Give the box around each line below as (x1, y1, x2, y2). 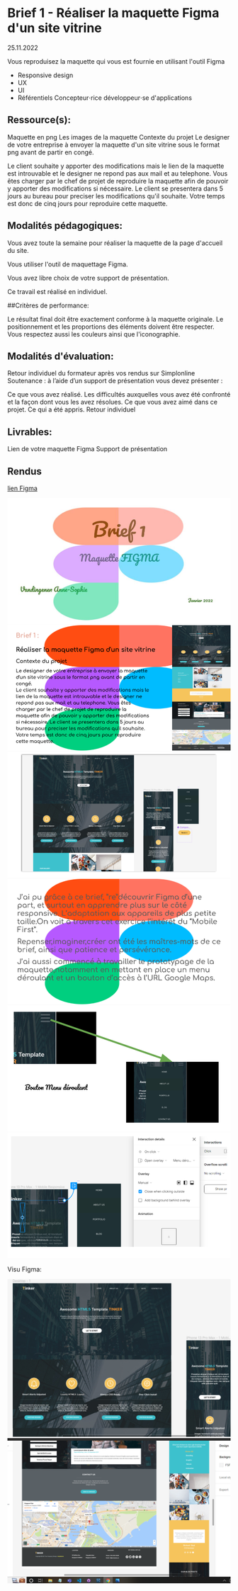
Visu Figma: (7, 1265, 42, 1273)
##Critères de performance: (7, 301, 90, 310)
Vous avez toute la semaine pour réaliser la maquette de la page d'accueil (7, 239, 223, 247)
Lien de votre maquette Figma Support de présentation (7, 445, 168, 453)
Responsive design (17, 71, 74, 79)
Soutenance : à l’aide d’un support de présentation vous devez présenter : (7, 377, 223, 385)
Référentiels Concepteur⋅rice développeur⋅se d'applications (17, 94, 193, 102)
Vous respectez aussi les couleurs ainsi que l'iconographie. (7, 329, 181, 338)
